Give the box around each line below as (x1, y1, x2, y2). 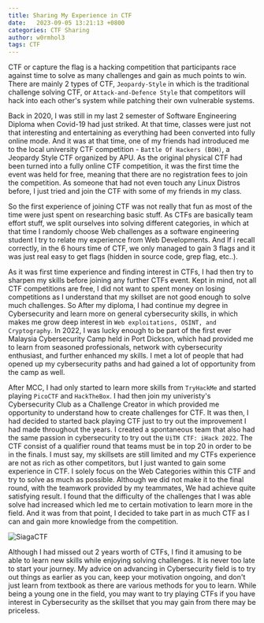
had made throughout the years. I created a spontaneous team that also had (8, 425, 255, 434)
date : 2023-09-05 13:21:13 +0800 (8, 19, 125, 27)
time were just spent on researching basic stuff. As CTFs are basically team (8, 210, 254, 220)
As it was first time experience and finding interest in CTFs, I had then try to (8, 267, 254, 276)
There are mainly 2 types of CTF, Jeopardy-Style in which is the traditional (8, 80, 250, 89)
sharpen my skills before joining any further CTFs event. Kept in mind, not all (8, 276, 257, 285)
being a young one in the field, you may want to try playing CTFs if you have (8, 589, 256, 599)
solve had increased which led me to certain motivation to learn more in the (8, 500, 254, 510)
